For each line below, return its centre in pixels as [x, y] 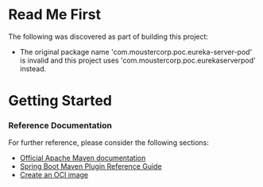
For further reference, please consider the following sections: [108, 143]
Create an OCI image [54, 175]
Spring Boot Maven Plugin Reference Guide [91, 166]
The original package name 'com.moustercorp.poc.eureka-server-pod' [136, 52]
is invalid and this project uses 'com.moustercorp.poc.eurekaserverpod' [137, 60]
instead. [33, 68]
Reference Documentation [60, 126]
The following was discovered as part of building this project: [108, 36]
